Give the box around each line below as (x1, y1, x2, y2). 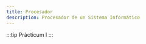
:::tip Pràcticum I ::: (6, 31, 54, 38)
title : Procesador (6, 8, 53, 15)
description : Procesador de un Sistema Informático (6, 14, 140, 20)
